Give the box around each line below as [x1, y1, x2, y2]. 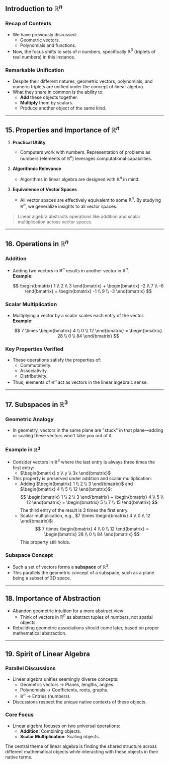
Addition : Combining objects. [20, 728, 81, 734]
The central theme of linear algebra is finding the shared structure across [5, 743, 157, 749]
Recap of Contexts [5, 20, 52, 27]
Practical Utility [12, 140, 46, 146]
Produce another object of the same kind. [20, 105, 107, 111]
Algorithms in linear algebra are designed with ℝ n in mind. [20, 175, 140, 182]
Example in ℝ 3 [5, 445, 41, 453]
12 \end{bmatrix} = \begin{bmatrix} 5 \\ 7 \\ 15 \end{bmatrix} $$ [26, 499, 158, 505]
